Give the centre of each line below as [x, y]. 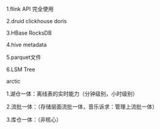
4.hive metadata [26, 45]
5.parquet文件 [24, 57]
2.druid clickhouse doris [37, 21]
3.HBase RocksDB [29, 33]
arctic [13, 81]
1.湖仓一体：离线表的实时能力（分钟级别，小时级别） [72, 94]
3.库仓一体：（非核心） [34, 120]
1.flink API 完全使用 [30, 9]
